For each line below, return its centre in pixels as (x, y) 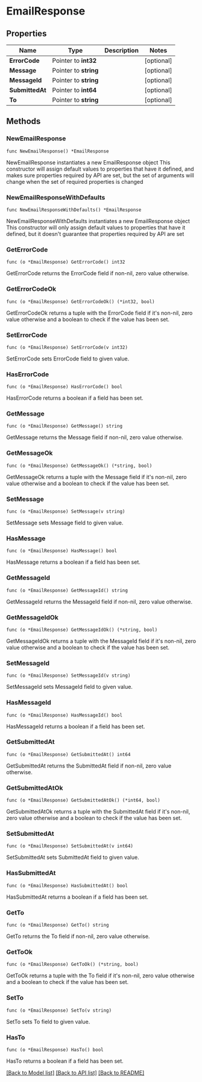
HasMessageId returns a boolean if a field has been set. (76, 726)
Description (122, 51)
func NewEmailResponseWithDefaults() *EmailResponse (74, 210)
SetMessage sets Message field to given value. (65, 523)
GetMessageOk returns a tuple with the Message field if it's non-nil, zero (96, 477)
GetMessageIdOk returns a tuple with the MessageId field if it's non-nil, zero (101, 641)
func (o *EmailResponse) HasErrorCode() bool (64, 387)
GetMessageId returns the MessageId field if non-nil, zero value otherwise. (99, 601)
